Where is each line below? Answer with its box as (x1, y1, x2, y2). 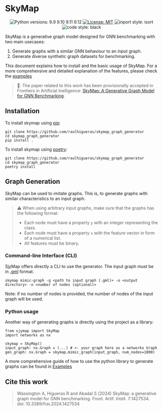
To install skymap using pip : (5, 120, 61, 125)
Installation (5, 107, 40, 115)
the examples (5, 73, 33, 79)
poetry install (5, 164, 36, 169)
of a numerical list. (24, 235, 62, 241)
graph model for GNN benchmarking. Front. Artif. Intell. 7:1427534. (16, 395, 150, 401)
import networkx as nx (5, 333, 51, 338)
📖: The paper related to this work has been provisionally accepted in (16, 82, 154, 88)
